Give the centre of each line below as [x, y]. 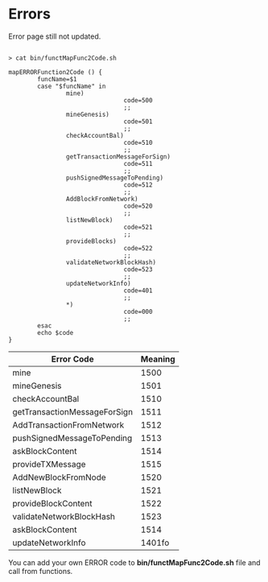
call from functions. [41, 571]
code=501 [138, 122]
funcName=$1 [58, 79]
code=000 [138, 312]
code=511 [138, 163]
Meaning [158, 359]
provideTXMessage [49, 464]
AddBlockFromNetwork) [102, 199]
